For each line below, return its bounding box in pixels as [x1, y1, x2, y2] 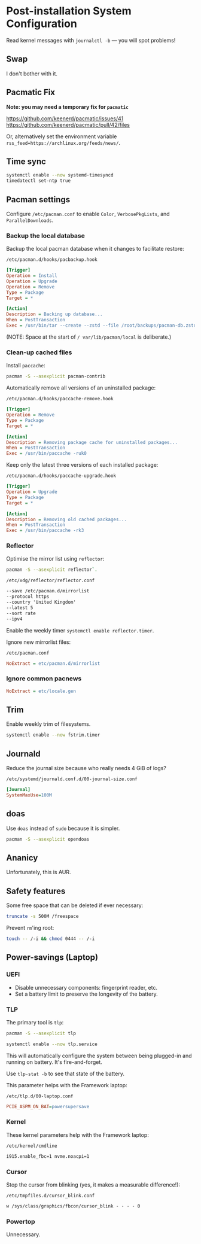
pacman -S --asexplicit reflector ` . [6, 567, 98, 573]
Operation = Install [6, 273, 58, 279]
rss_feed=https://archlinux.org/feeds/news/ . [6, 139, 121, 146]
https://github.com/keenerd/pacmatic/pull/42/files [6, 121, 130, 128]
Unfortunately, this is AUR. [6, 869, 71, 876]
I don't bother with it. [6, 70, 58, 77]
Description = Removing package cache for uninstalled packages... [6, 439, 178, 445]
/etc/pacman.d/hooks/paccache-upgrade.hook [6, 473, 117, 479]
